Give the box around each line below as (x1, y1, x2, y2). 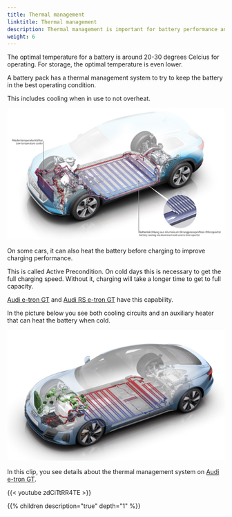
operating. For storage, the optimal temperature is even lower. (7, 60, 183, 69)
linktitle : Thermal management (7, 18, 97, 26)
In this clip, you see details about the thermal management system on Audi (7, 468, 220, 476)
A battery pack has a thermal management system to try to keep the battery (7, 73, 223, 82)
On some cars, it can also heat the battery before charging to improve (7, 246, 206, 255)
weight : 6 (7, 33, 36, 40)
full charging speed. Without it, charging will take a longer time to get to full (7, 275, 221, 283)
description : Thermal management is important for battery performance (7, 26, 217, 33)
